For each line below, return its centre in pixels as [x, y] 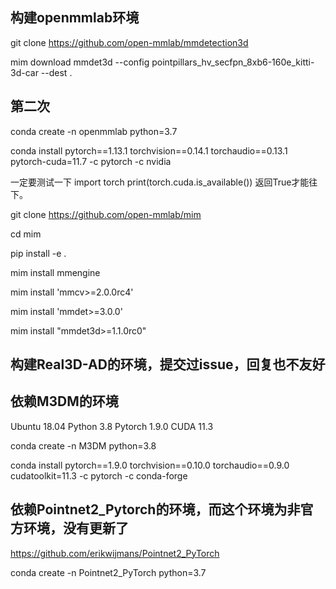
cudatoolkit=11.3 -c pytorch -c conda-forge [99, 475]
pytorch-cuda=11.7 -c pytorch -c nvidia [91, 161]
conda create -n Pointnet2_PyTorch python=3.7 [108, 572]
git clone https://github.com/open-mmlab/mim [106, 214]
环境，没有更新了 [76, 528]
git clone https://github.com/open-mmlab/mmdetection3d [129, 42]
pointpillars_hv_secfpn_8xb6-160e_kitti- [233, 62]
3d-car [24, 72]
